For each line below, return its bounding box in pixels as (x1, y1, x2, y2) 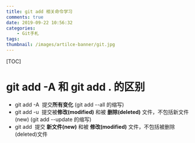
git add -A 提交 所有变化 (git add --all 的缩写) (14, 101, 124, 108)
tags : (6, 36, 20, 42)
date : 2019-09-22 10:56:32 (6, 19, 73, 25)
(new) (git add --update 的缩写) (14, 116, 92, 123)
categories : (6, 25, 36, 31)
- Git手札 (17, 31, 40, 37)
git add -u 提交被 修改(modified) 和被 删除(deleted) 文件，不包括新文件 (14, 108, 189, 115)
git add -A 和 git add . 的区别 (6, 80, 145, 94)
